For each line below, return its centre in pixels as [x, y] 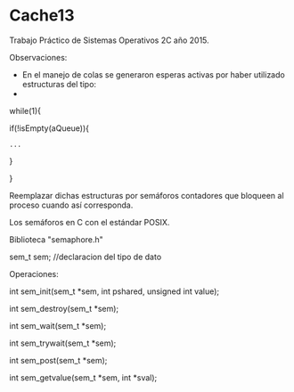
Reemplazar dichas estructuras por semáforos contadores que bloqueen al [147, 195]
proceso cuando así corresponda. [71, 205]
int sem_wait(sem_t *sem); [58, 325]
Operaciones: [34, 274]
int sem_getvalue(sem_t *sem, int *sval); [83, 377]
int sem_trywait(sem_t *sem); [63, 343]
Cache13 [42, 16]
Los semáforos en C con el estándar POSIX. [90, 222]
